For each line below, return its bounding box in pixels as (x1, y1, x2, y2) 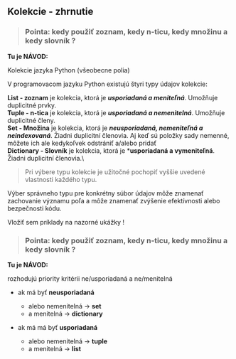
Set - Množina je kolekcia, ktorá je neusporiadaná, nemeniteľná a (7, 124, 203, 132)
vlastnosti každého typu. (24, 175, 97, 183)
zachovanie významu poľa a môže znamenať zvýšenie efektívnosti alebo (7, 196, 220, 205)
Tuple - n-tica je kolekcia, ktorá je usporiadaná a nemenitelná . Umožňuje (7, 108, 225, 117)
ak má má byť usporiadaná (17, 323, 98, 331)
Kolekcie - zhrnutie (7, 6, 94, 18)
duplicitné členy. (7, 116, 55, 124)
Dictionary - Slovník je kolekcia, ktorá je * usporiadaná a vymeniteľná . (7, 146, 215, 155)
